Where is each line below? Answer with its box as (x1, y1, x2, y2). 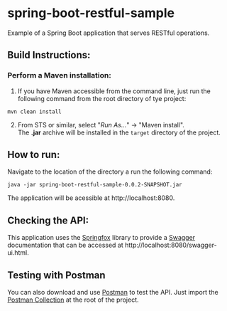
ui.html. (7, 248, 30, 257)
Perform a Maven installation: (7, 70, 111, 80)
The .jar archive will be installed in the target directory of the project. (17, 128, 221, 137)
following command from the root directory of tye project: (17, 94, 187, 102)
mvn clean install (7, 108, 62, 115)
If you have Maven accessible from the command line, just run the (17, 87, 211, 95)
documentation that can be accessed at (7, 241, 124, 250)
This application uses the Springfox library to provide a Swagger (7, 233, 196, 242)
